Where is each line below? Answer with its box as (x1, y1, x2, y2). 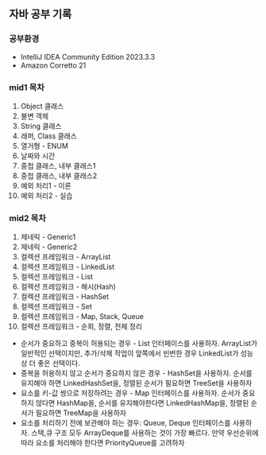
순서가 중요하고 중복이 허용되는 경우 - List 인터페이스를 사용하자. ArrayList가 (20, 339, 258, 348)
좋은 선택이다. (37, 359, 80, 368)
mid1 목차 (9, 82, 44, 93)
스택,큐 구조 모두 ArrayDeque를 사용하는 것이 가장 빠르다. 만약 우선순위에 (31, 428, 259, 437)
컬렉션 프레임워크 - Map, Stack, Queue (20, 312, 144, 321)
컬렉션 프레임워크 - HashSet (20, 292, 110, 301)
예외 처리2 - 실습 (20, 190, 73, 200)
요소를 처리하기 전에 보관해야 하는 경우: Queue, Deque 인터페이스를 (20, 418, 231, 428)
